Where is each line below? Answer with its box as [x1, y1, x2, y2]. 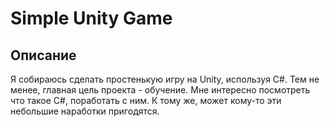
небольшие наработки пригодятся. [10, 105, 160, 117]
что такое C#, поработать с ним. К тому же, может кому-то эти [10, 95, 282, 106]
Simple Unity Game [10, 7, 173, 30]
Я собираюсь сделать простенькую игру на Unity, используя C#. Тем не [10, 73, 320, 85]
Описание [10, 47, 77, 64]
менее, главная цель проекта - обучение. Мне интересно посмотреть [10, 84, 311, 96]
